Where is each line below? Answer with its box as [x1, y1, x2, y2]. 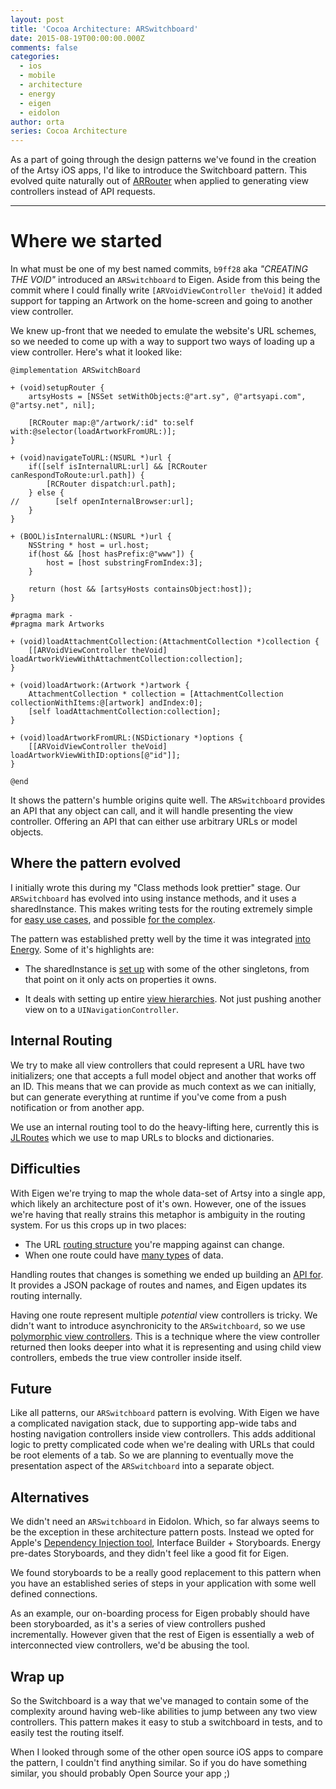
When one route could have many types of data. [24, 1249, 224, 1261]
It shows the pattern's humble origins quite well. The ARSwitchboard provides [10, 794, 326, 806]
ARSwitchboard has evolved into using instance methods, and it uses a [10, 892, 297, 904]
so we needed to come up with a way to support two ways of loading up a [10, 336, 315, 348]
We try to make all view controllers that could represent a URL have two [10, 1059, 306, 1071]
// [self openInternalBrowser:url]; [10, 497, 195, 507]
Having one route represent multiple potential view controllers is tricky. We [10, 1309, 318, 1321]
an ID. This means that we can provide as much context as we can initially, [10, 1080, 317, 1092]
